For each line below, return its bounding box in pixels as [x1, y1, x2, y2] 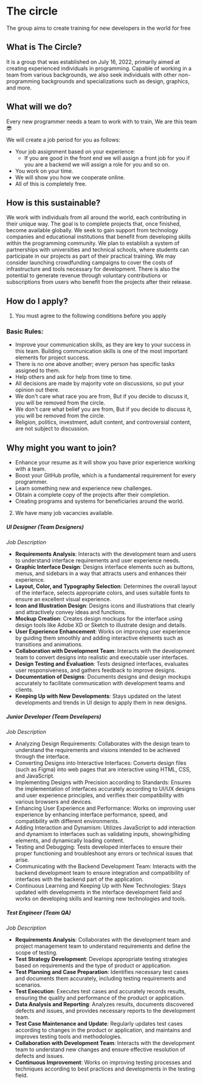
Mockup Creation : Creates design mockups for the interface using [15, 615, 183, 623]
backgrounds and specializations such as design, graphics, [41, 77, 190, 85]
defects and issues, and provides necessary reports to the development [15, 1007, 196, 1015]
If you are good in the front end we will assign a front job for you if [24, 154, 190, 162]
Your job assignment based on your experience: [15, 148, 136, 155]
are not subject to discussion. [15, 425, 89, 432]
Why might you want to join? [6, 443, 117, 453]
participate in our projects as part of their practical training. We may [6, 252, 176, 260]
